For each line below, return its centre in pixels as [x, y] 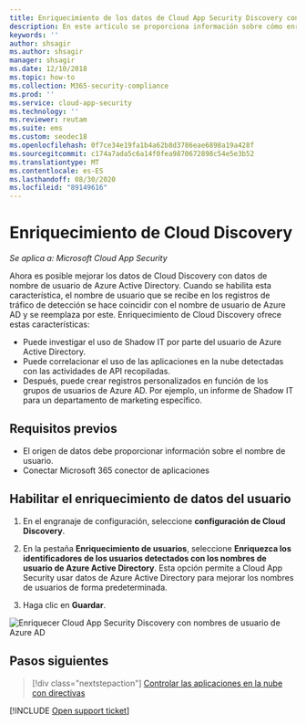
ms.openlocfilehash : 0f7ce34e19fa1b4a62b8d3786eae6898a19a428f [132, 145]
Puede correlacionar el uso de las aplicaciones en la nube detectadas [153, 362]
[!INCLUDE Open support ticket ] [70, 710]
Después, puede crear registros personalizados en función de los [145, 381]
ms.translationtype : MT [55, 162]
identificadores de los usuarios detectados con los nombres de [144, 558]
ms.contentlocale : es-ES [56, 171]
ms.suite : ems [36, 129]
